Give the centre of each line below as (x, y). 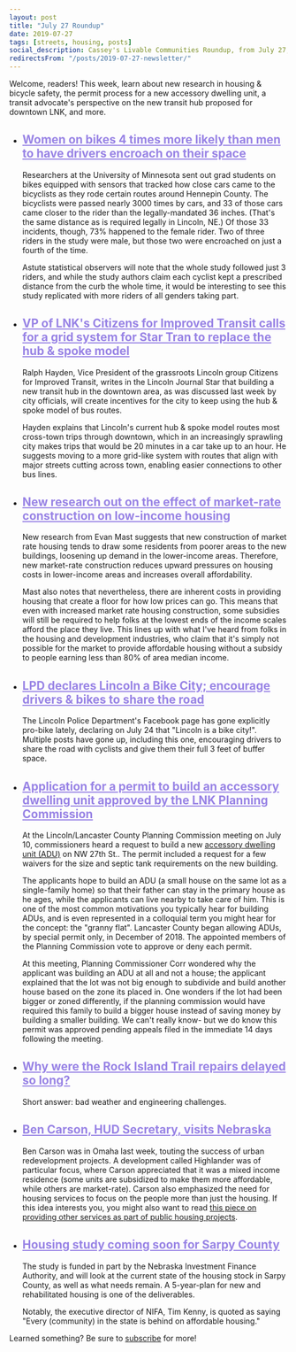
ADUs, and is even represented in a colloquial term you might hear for (149, 918)
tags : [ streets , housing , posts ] (71, 42)
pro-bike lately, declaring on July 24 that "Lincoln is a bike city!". (140, 730)
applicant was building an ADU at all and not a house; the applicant (144, 973)
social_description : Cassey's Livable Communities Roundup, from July (142, 50)
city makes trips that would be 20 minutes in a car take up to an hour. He (154, 446)
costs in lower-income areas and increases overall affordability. (137, 575)
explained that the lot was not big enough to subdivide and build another (154, 983)
